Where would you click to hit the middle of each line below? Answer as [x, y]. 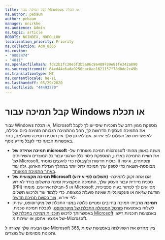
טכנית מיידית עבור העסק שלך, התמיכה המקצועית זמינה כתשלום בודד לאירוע [82, 182]
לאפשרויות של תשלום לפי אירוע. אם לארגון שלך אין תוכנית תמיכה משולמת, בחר [78, 136]
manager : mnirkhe [23, 23]
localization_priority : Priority [39, 42]
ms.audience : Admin [25, 28]
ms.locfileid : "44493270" [32, 87]
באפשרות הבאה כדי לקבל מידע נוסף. [39, 141]
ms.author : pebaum [24, 14]
